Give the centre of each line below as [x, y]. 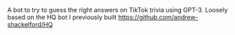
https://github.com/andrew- [158, 17]
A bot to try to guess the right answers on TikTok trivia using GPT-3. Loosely [117, 10]
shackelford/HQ [30, 24]
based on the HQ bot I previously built [62, 17]
